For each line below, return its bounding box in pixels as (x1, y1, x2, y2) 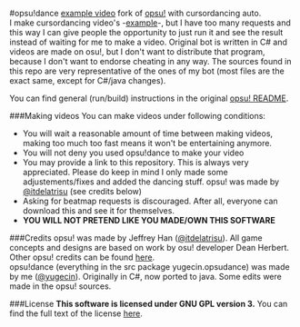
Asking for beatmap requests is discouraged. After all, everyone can (22, 195, 279, 206)
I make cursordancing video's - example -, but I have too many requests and (9, 17, 291, 28)
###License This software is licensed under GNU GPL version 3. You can (9, 299, 288, 309)
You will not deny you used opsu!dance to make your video (22, 147, 245, 158)
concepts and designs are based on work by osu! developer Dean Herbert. (9, 243, 289, 253)
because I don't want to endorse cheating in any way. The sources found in (9, 56, 292, 66)
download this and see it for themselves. (22, 205, 175, 216)
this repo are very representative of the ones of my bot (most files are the (9, 65, 285, 76)
